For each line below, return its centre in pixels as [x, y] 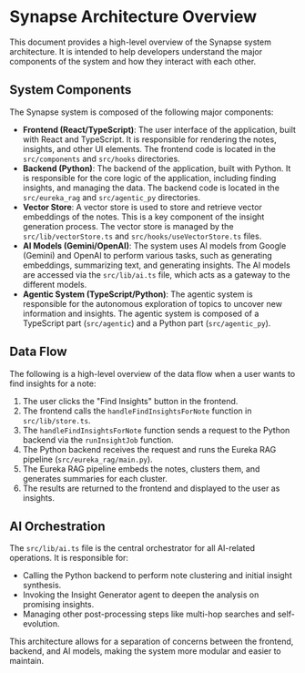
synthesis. [42, 586]
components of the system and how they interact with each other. [133, 61]
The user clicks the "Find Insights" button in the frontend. [130, 401]
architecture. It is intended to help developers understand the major [136, 51]
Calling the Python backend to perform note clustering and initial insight [158, 576]
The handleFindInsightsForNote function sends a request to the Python [156, 430]
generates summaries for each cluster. [95, 478]
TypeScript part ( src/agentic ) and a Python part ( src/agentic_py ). [147, 323]
